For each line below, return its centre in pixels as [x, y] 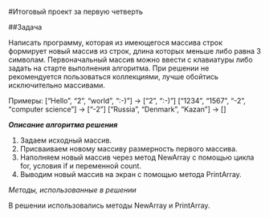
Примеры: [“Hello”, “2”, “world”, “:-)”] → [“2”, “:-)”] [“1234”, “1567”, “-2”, [127, 101]
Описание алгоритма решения [63, 125]
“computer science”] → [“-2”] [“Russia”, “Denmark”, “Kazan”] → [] [117, 109]
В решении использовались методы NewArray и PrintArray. [109, 205]
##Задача [25, 27]
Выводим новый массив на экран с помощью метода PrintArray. [131, 174]
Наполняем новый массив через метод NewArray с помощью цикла [137, 157]
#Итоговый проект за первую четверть [75, 12]
